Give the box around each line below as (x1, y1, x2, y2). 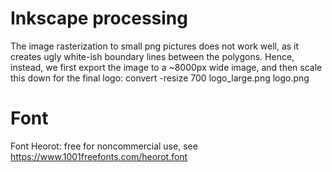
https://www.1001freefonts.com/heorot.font (10, 150, 188, 162)
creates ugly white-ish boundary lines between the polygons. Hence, (10, 50, 295, 62)
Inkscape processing (10, 7, 188, 30)
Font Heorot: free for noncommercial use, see (10, 140, 198, 152)
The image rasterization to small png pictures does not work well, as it (10, 40, 300, 52)
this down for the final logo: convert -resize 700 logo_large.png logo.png (10, 72, 310, 84)
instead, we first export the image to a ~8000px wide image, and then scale (10, 61, 323, 73)
